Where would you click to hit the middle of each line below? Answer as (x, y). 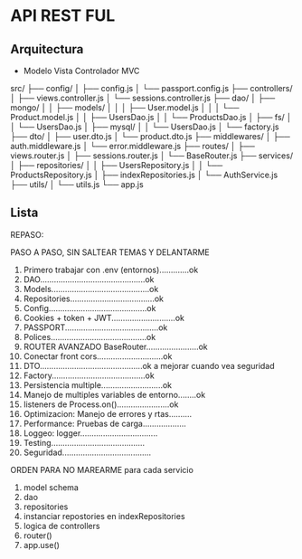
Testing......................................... (84, 442)
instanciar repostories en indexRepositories (104, 516)
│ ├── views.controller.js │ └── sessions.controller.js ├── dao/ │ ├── (143, 98)
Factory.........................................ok (89, 375)
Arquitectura (47, 49)
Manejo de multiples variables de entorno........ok (114, 394)
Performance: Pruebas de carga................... (104, 423)
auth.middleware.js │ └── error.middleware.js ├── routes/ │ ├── (133, 146)
